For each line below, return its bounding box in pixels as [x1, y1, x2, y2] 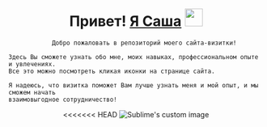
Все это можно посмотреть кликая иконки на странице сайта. [8, 67, 216, 75]
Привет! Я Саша [69, 12, 182, 31]
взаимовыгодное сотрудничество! [8, 95, 117, 104]
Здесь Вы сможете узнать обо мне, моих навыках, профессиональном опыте [8, 53, 259, 61]
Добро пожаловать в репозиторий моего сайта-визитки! [51, 39, 237, 47]
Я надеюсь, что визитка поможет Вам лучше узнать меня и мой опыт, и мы [8, 81, 259, 89]
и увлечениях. [8, 60, 57, 68]
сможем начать [8, 88, 57, 96]
